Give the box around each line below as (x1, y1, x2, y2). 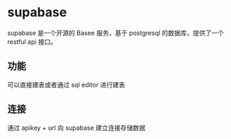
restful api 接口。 (7, 37, 57, 46)
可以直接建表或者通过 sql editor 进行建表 (7, 80, 125, 89)
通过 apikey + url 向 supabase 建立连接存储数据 (7, 123, 146, 132)
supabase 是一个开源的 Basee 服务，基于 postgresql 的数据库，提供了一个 (7, 28, 225, 37)
